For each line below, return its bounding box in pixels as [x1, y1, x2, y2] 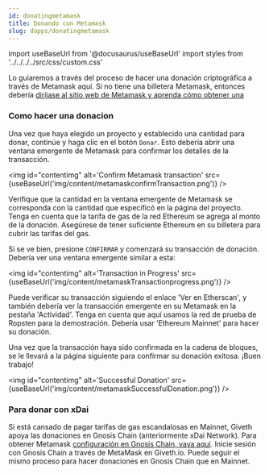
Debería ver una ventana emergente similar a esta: [8, 252, 176, 262]
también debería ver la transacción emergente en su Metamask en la [8, 301, 236, 310]
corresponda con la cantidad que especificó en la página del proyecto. [8, 202, 243, 212]
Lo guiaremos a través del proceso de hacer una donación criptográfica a [8, 73, 252, 83]
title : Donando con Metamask [8, 19, 106, 27]
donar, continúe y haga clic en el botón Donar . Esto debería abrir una [8, 137, 235, 147]
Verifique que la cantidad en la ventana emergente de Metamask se [8, 194, 233, 204]
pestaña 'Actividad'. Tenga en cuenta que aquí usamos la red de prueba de [8, 310, 257, 319]
